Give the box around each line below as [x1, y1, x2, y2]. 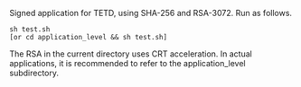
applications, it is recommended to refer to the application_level [9, 58, 246, 68]
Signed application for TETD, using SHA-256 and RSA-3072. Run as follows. [9, 8, 292, 18]
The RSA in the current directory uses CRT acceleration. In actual [9, 48, 253, 59]
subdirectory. [9, 67, 60, 78]
